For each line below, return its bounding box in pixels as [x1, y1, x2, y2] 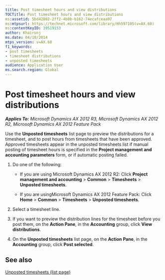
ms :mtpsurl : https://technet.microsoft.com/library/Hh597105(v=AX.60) [5, 21, 155, 26]
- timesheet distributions [5, 53, 61, 59]
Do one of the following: [12, 161, 62, 167]
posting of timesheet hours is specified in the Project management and [5, 146, 152, 152]
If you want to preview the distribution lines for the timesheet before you [12, 216, 161, 222]
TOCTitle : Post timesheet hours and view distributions [5, 12, 123, 17]
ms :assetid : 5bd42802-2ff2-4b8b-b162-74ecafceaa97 [5, 16, 112, 21]
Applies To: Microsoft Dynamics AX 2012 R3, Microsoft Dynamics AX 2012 [5, 115, 159, 122]
